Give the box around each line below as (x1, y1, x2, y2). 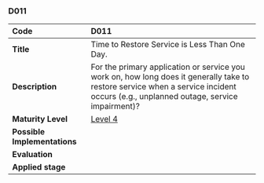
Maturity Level (12, 114, 68, 125)
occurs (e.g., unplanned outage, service (90, 91, 238, 102)
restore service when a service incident (90, 81, 237, 92)
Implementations (12, 136, 77, 147)
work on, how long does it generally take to (90, 71, 250, 82)
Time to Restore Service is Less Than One (90, 39, 246, 50)
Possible (12, 126, 46, 137)
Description (12, 81, 57, 92)
